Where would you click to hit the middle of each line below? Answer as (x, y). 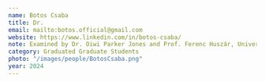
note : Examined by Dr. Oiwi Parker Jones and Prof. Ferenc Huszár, (121, 45)
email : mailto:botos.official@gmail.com (76, 30)
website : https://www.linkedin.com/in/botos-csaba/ (95, 37)
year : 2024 (26, 66)
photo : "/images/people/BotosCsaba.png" (76, 59)
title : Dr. (26, 23)
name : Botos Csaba (38, 15)
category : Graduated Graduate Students (74, 52)
